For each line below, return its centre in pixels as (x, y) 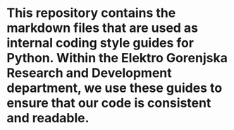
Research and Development (89, 73)
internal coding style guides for (100, 43)
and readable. (48, 118)
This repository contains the (91, 13)
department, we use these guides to (115, 88)
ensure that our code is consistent (109, 103)
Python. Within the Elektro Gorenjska (117, 58)
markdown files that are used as (103, 28)
